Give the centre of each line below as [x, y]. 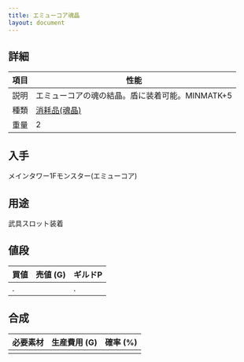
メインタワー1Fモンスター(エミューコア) [73, 176]
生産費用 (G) [74, 342]
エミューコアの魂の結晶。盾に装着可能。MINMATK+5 [134, 96]
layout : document [37, 23]
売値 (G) [51, 274]
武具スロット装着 [36, 223]
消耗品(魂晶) [59, 111]
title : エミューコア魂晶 [44, 15]
